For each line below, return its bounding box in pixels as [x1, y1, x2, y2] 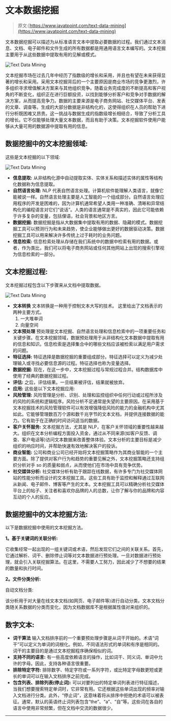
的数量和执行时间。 [5, 565, 46, 571]
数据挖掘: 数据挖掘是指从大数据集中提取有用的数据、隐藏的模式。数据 [12, 219, 159, 225]
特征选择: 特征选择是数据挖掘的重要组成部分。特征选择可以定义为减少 [12, 354, 159, 360]
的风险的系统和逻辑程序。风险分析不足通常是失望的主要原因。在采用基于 [12, 398, 164, 404]
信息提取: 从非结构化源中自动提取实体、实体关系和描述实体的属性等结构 [12, 174, 163, 181]
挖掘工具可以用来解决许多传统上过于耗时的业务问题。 [12, 232, 125, 238]
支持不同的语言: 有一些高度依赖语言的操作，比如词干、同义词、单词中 [12, 654, 159, 660]
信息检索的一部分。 [17, 251, 58, 257]
